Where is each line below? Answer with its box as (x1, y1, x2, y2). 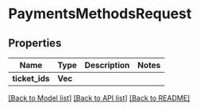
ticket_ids (12, 73, 50, 84)
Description (84, 60, 130, 70)
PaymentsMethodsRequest (8, 5, 192, 23)
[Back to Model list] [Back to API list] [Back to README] (8, 93, 190, 103)
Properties (8, 36, 62, 50)
